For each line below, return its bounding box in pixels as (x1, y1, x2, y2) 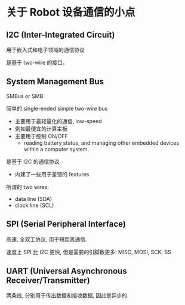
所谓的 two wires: (6, 183, 49, 190)
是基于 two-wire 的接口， (6, 59, 68, 66)
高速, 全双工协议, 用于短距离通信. (6, 236, 87, 243)
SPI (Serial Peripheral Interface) (6, 219, 127, 229)
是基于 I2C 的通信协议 (6, 158, 60, 165)
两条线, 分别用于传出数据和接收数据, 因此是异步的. (6, 292, 129, 299)
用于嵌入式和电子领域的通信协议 (6, 46, 85, 53)
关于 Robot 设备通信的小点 (6, 5, 135, 19)
